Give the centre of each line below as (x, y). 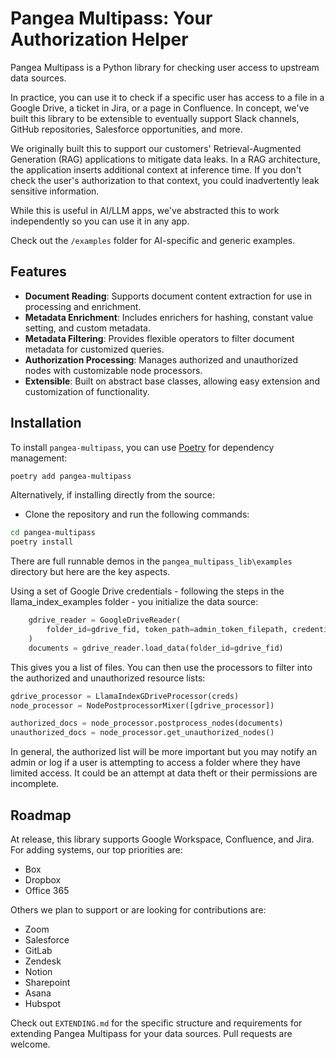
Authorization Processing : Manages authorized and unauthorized (161, 359)
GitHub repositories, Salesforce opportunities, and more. (126, 129)
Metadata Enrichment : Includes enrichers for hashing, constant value (169, 317)
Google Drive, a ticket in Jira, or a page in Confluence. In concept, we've (160, 108)
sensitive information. (55, 191)
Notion (38, 971)
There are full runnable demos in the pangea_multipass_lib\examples (151, 561)
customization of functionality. (87, 391)
